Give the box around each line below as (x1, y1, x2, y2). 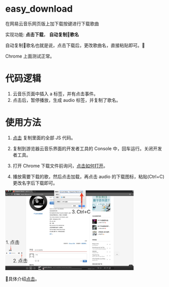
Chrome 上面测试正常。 (5, 53, 55, 59)
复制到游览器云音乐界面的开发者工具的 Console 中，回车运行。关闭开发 (12, 145, 162, 151)
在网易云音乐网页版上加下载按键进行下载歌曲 (5, 20, 99, 27)
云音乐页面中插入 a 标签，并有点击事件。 (12, 90, 98, 97)
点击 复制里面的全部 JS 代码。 (12, 135, 76, 141)
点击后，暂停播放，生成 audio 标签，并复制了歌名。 (12, 97, 121, 103)
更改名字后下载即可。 (12, 179, 58, 186)
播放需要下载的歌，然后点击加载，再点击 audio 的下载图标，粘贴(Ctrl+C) (12, 173, 164, 179)
